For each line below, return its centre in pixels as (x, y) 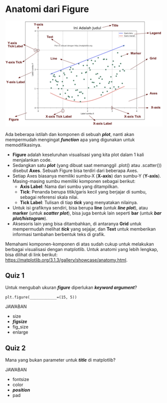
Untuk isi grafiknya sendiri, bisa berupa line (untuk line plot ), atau (80, 207)
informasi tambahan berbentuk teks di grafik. (59, 234)
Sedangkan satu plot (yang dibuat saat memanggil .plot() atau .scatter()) (87, 165)
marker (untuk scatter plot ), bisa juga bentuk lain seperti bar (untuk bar (87, 213)
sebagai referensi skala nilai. (49, 197)
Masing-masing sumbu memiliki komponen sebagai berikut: (74, 181)
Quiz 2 (15, 348)
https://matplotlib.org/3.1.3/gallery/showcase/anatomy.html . (66, 260)
